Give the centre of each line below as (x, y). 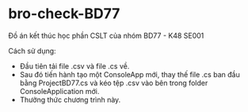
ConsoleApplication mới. (59, 91)
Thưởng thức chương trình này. (70, 99)
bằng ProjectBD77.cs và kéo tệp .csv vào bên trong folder (114, 83)
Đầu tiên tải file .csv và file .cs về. (74, 66)
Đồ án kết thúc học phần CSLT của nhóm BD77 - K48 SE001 (106, 35)
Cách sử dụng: (32, 50)
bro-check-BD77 (64, 14)
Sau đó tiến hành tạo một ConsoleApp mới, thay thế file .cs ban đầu (130, 74)
